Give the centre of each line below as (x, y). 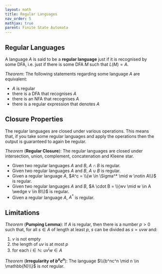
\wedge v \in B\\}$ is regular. (40, 191)
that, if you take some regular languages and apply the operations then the (80, 136)
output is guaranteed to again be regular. (46, 141)
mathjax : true (19, 23)
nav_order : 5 (18, 19)
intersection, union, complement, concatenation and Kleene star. (70, 156)
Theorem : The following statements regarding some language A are (73, 74)
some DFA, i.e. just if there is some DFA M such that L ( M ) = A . (67, 64)
